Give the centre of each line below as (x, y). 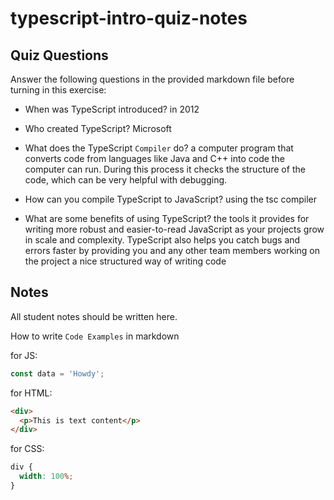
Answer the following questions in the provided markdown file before (152, 79)
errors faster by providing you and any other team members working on (172, 250)
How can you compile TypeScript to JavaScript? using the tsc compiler (171, 199)
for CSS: (27, 449)
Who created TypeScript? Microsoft (98, 128)
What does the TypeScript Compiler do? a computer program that (159, 148)
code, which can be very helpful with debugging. (126, 180)
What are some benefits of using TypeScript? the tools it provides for (167, 218)
